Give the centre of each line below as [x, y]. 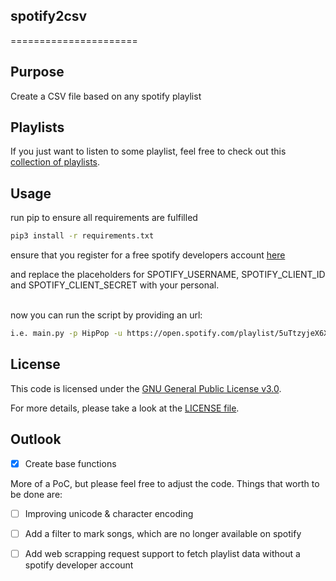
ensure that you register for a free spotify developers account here [148, 255]
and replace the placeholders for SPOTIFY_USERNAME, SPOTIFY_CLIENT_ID [168, 275]
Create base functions [70, 463]
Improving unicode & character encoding [109, 513]
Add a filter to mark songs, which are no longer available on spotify [163, 533]
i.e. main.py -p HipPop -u [66, 334]
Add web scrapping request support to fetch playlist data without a [162, 553]
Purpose [37, 72]
